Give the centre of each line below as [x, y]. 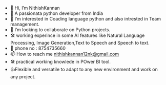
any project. [23, 77]
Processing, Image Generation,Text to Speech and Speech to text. [80, 43]
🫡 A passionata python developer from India [57, 13]
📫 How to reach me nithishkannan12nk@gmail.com [65, 54]
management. [25, 24]
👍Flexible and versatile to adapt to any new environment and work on [84, 69]
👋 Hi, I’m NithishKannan [35, 8]
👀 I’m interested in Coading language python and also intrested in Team [86, 19]
